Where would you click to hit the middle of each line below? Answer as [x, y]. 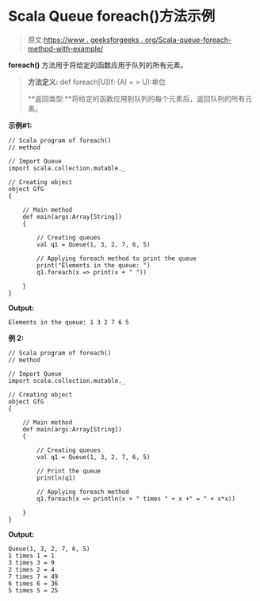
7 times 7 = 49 [33, 576]
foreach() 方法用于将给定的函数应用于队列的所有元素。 [98, 65]
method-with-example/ [65, 48]
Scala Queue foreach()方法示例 [112, 16]
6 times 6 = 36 [33, 584]
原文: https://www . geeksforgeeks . [85, 40]
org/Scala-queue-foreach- [188, 40]
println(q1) [57, 478]
